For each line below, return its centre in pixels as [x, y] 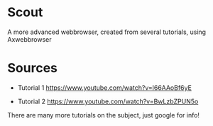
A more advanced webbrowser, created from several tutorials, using [107, 32]
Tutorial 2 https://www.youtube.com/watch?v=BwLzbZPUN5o [108, 101]
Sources [33, 68]
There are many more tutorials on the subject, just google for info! [104, 115]
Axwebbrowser [29, 39]
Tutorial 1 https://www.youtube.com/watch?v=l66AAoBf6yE [104, 87]
